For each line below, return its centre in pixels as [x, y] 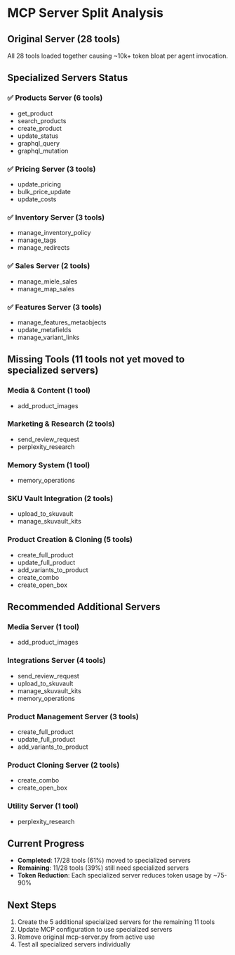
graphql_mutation [43, 151]
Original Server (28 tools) [64, 39]
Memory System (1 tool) [49, 464]
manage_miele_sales [47, 281]
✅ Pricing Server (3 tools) [52, 169]
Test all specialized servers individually [74, 944]
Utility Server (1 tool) [43, 806]
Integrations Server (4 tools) [57, 661]
